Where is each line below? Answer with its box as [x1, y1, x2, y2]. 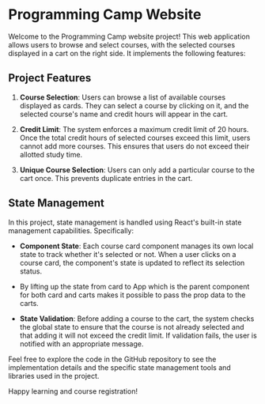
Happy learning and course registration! [8, 386, 138, 396]
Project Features [8, 71, 92, 85]
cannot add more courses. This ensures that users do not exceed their [19, 141, 249, 151]
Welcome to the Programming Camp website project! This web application [8, 32, 251, 41]
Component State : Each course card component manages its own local [19, 241, 254, 251]
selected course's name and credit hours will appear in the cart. [19, 109, 228, 119]
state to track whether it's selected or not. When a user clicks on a [19, 249, 237, 259]
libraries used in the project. [8, 371, 100, 380]
